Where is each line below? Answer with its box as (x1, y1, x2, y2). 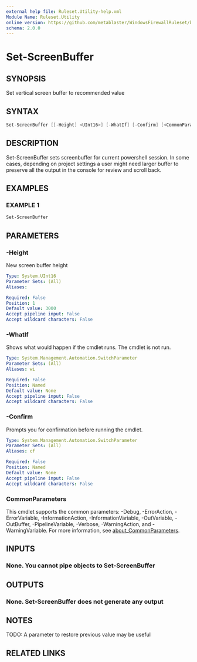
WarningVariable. (6, 527, 48, 534)
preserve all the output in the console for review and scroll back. (6, 166, 162, 174)
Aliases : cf (6, 448, 35, 454)
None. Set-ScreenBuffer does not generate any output (6, 597, 164, 606)
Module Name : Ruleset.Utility (6, 14, 80, 20)
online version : (6, 19, 46, 25)
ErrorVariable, (6, 514, 40, 521)
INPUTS (6, 544, 35, 554)
